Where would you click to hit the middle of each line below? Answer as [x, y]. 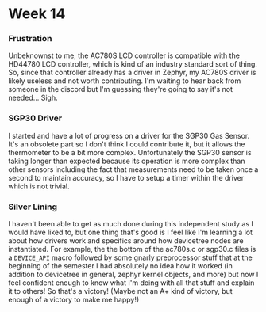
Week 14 [37, 14]
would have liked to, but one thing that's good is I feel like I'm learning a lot [130, 232]
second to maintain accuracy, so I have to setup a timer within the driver [126, 177]
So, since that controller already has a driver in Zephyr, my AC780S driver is [132, 73]
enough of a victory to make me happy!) [74, 300]
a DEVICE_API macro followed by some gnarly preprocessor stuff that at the [130, 257]
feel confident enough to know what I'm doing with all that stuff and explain [131, 283]
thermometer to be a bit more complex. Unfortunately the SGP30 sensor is [130, 152]
